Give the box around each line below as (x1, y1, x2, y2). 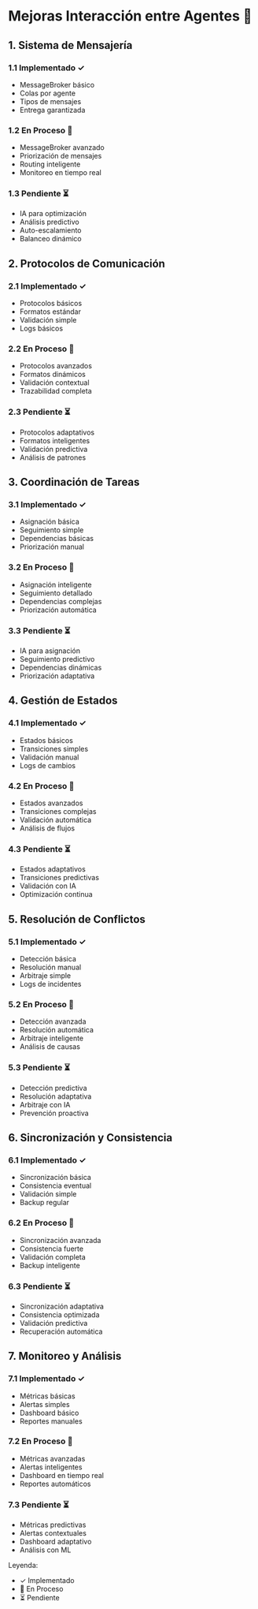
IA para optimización (19, 209, 87, 218)
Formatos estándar (19, 307, 81, 316)
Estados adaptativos (19, 864, 87, 874)
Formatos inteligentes (19, 435, 90, 445)
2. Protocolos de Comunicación (8, 256, 165, 271)
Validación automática (19, 816, 92, 825)
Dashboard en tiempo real (19, 1470, 105, 1480)
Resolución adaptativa (19, 1092, 92, 1101)
